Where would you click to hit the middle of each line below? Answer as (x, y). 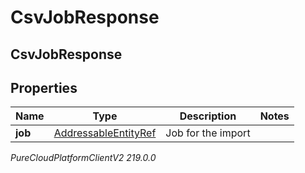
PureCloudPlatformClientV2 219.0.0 (83, 158)
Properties (44, 87)
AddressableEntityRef (105, 133)
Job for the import (208, 133)
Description (208, 116)
